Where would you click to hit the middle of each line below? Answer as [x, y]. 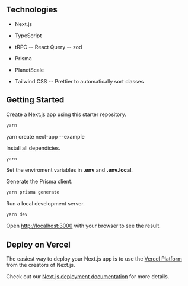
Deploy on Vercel [39, 244]
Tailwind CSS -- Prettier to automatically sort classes [79, 81]
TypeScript [28, 36]
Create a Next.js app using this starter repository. [66, 114]
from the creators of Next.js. [41, 265]
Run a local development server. [45, 204]
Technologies [32, 10]
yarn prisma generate [33, 192]
